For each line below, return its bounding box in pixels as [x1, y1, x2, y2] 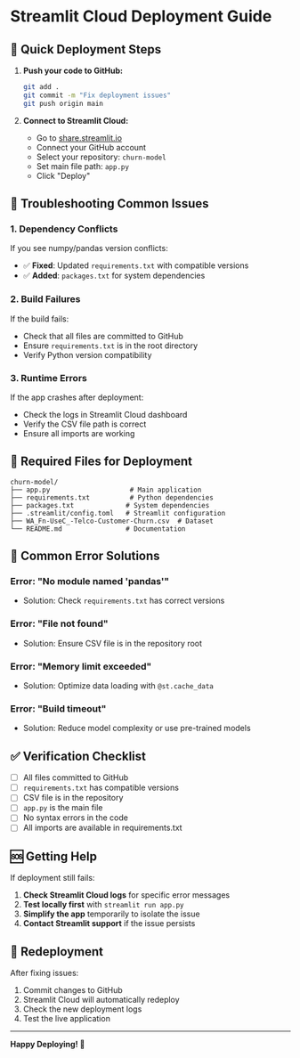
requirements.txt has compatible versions [22, 782, 179, 793]
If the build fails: [10, 313, 69, 324]
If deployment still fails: [10, 873, 95, 883]
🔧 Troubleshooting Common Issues [10, 196, 209, 211]
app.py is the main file [22, 802, 103, 813]
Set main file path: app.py [36, 160, 130, 171]
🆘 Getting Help [10, 849, 97, 864]
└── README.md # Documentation [10, 524, 186, 533]
